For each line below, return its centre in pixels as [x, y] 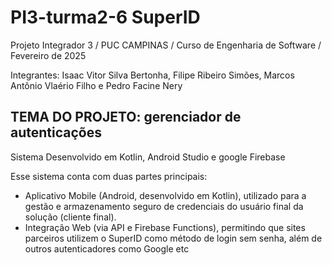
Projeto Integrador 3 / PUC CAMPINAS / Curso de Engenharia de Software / [166, 45]
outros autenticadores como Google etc [107, 248]
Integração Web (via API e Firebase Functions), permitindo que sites [165, 227]
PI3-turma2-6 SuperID [105, 17]
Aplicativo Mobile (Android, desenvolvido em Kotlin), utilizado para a [165, 195]
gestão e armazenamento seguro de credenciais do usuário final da [164, 206]
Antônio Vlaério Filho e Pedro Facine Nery [96, 85]
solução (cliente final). [70, 217]
